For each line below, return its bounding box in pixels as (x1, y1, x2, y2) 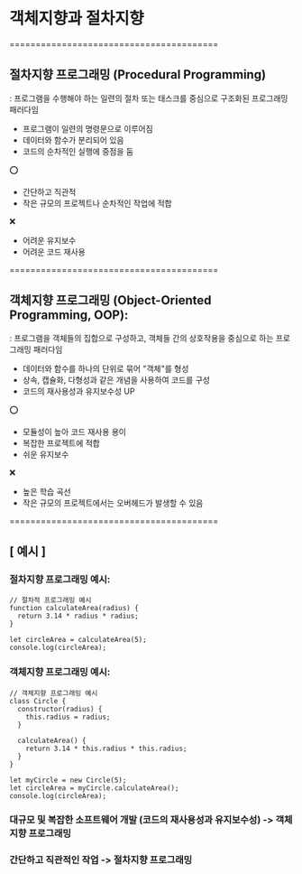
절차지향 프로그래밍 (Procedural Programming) (9, 67, 267, 82)
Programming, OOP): (9, 308, 129, 323)
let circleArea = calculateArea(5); (9, 636, 147, 645)
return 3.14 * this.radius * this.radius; (25, 744, 188, 753)
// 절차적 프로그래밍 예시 (9, 596, 92, 605)
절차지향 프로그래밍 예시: (9, 572, 111, 585)
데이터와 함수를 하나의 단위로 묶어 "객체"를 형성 (22, 363, 189, 374)
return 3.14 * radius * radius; (17, 611, 140, 621)
